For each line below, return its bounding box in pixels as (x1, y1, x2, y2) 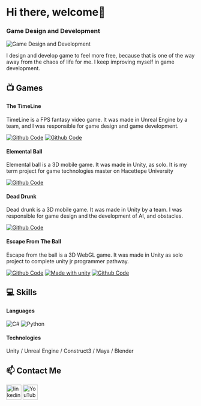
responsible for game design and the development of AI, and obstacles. (6, 212, 183, 219)
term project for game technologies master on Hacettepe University (6, 167, 174, 175)
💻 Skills (6, 287, 37, 297)
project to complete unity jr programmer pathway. (6, 257, 129, 264)
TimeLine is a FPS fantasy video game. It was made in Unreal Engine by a (6, 116, 188, 124)
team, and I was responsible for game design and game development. (6, 122, 179, 130)
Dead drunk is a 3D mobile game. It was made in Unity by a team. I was (6, 206, 182, 213)
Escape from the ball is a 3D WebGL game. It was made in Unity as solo (6, 251, 183, 258)
